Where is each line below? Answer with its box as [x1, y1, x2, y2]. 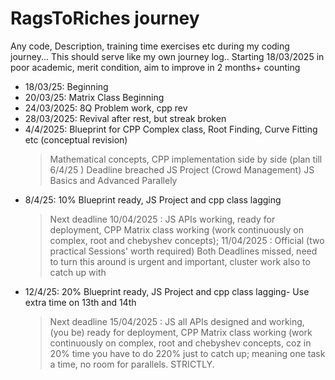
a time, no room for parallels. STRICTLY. [49, 358, 215, 370]
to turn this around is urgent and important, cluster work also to [49, 255, 311, 267]
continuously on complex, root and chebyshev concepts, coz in [49, 337, 312, 349]
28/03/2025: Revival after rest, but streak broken [24, 112, 227, 124]
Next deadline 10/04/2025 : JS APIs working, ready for [49, 213, 276, 225]
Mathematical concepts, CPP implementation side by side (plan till [49, 153, 323, 165]
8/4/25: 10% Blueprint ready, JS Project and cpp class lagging [24, 193, 282, 206]
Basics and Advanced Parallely [49, 174, 178, 186]
